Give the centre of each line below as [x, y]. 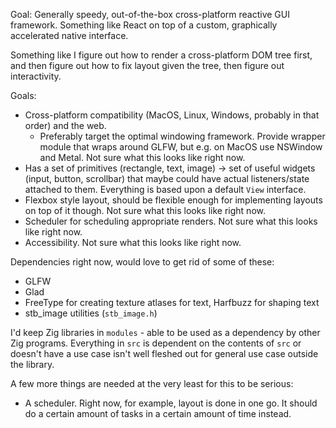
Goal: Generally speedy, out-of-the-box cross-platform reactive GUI [150, 14]
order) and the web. [65, 125]
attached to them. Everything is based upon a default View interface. [165, 189]
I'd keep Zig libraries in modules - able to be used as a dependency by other [165, 332]
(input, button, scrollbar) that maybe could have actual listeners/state [167, 178]
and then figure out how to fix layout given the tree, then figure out [147, 65]
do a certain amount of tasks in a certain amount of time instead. [158, 413]
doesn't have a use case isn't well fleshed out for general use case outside [164, 353]
